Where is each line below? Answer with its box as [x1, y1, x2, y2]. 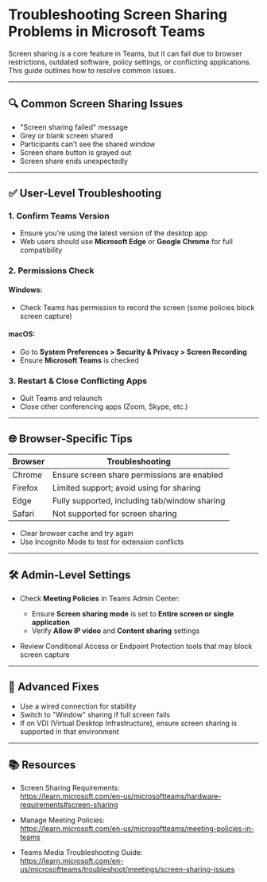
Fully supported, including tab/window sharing [52, 495, 226, 506]
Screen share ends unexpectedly [19, 156, 129, 165]
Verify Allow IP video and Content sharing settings [31, 626, 200, 635]
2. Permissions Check [8, 265, 95, 276]
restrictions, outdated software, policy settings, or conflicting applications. [8, 57, 252, 67]
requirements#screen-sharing [19, 800, 118, 810]
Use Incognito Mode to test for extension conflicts [19, 537, 184, 546]
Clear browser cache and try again [19, 528, 133, 538]
